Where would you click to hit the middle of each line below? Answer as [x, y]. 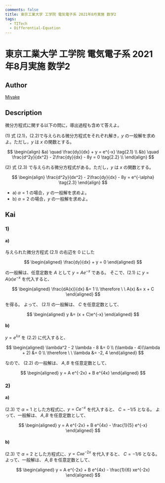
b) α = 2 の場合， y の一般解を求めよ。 [51, 199]
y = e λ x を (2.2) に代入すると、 [37, 337]
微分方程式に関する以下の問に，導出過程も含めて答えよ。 [63, 125]
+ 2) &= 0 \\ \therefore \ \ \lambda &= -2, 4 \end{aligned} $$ [83, 353]
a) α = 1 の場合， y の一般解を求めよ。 [51, 192]
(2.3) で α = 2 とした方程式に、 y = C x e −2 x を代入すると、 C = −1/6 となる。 [82, 453]
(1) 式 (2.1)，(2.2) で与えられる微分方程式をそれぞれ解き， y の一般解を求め [80, 135]
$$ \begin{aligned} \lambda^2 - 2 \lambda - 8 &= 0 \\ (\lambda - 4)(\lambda [83, 347]
